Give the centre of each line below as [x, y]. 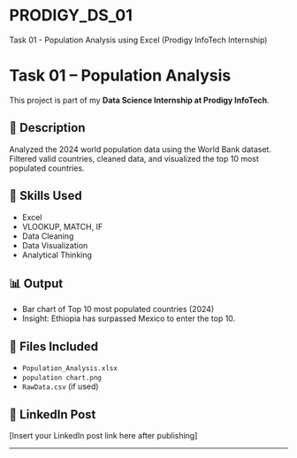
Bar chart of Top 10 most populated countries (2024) [118, 309]
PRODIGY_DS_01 [71, 15]
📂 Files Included [54, 346]
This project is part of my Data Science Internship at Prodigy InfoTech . [139, 100]
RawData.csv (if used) [60, 386]
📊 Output [36, 283]
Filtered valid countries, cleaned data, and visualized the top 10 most [134, 158]
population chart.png [61, 378]
